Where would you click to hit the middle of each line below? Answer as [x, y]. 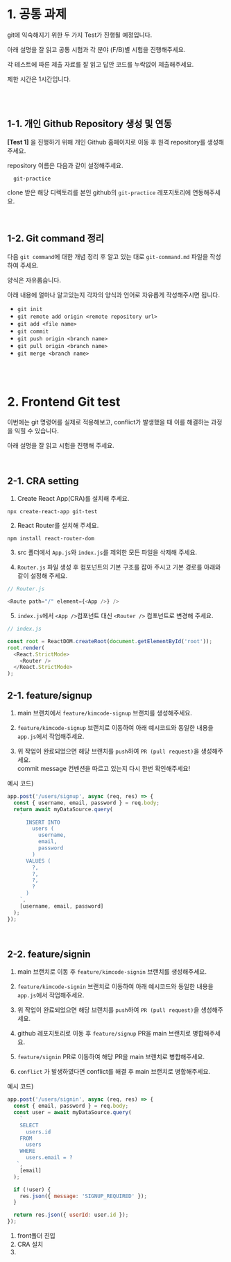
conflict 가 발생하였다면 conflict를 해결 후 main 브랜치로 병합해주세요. [114, 1072]
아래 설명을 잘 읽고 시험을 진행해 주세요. [61, 445]
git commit [33, 331]
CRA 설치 [30, 1245]
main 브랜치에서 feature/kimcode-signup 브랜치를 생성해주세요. [105, 713]
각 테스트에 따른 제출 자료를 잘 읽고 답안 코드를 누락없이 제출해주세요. [101, 64]
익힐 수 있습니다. [36, 431]
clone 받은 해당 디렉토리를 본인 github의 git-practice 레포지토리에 [99, 192]
